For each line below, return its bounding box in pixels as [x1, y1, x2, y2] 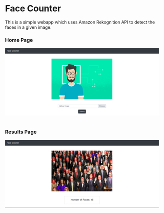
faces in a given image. [5, 24, 52, 30]
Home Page [5, 36, 33, 43]
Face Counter [5, 3, 61, 14]
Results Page [5, 128, 37, 135]
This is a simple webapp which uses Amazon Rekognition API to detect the [5, 19, 155, 25]
